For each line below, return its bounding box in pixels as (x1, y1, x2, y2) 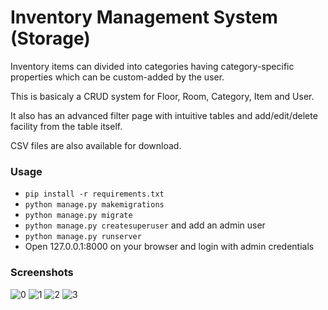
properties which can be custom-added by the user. (10, 71, 225, 83)
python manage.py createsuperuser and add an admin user (24, 219, 266, 231)
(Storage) (10, 27, 91, 50)
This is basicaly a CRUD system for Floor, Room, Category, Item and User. (10, 90, 315, 102)
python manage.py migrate (24, 211, 133, 221)
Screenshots (10, 266, 74, 280)
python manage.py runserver (24, 232, 142, 242)
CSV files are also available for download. (10, 139, 182, 151)
